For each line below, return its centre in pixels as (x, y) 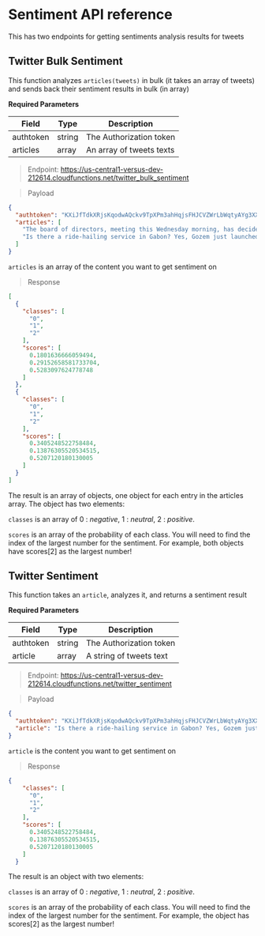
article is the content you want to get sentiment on (92, 751)
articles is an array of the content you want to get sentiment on (112, 266)
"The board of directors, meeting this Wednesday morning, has (129, 230)
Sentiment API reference (90, 15)
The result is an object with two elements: (76, 877)
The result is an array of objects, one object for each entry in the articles (126, 495)
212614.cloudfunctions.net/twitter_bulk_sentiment (108, 177)
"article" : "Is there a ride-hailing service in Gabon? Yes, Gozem (129, 729)
